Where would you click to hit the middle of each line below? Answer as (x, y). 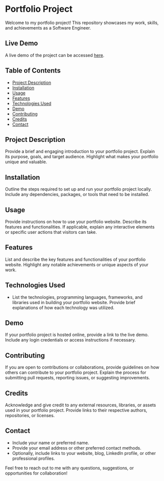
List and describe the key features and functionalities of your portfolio (75, 259)
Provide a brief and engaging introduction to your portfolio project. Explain (80, 151)
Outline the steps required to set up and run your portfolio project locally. (79, 189)
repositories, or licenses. (30, 416)
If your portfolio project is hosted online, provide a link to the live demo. (77, 335)
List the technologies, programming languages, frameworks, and (77, 297)
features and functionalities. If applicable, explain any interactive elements (80, 227)
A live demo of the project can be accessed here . (55, 55)
